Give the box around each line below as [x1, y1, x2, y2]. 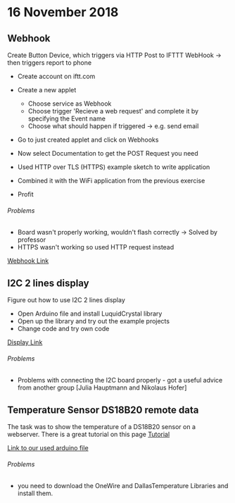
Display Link [7, 338, 43, 347]
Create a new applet [17, 86, 77, 94]
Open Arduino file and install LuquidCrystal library [17, 309, 163, 318]
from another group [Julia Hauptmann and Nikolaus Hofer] [17, 383, 187, 392]
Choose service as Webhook [27, 99, 112, 108]
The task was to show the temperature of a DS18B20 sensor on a [7, 423, 196, 431]
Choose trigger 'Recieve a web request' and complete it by [27, 107, 199, 115]
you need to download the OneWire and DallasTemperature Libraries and [17, 482, 229, 490]
